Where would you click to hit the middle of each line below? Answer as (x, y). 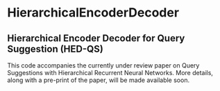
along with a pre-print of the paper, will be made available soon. (98, 80)
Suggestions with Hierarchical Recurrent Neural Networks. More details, (110, 73)
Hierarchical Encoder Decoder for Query (96, 38)
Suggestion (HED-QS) (56, 49)
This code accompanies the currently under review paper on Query (103, 65)
